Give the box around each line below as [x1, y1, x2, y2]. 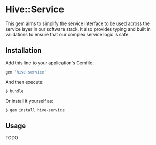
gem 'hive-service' [5, 69, 47, 75]
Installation [5, 46, 42, 55]
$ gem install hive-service [5, 107, 65, 113]
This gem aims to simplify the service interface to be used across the [5, 20, 150, 27]
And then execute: [5, 79, 44, 85]
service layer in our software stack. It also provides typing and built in [5, 26, 151, 32]
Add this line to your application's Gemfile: [5, 60, 94, 66]
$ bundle [5, 88, 24, 94]
